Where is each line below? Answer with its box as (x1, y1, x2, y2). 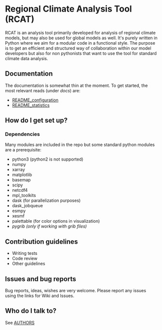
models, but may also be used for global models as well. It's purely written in (5, 35, 158, 41)
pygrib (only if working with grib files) (12, 223, 87, 229)
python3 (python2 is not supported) (12, 156, 84, 162)
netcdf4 (12, 187, 28, 193)
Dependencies (5, 131, 40, 138)
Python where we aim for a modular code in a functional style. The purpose (5, 40, 156, 46)
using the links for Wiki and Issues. (5, 293, 74, 299)
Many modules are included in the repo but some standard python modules (5, 142, 155, 148)
